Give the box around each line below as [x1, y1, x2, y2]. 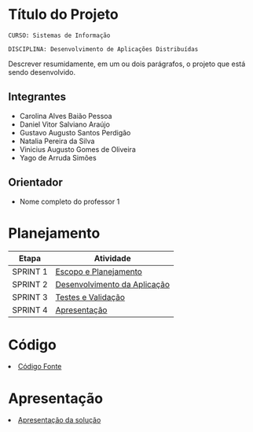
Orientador [8, 175, 63, 190]
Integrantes [8, 90, 67, 104]
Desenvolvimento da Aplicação [55, 279, 170, 290]
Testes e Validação [55, 291, 126, 302]
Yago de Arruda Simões [19, 153, 97, 162]
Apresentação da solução [18, 415, 101, 425]
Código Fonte [18, 362, 62, 371]
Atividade [93, 253, 131, 264]
